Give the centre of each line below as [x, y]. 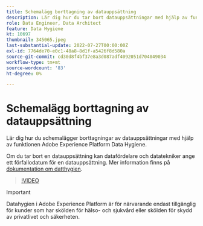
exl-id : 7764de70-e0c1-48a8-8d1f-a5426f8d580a [66, 51]
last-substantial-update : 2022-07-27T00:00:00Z [67, 46]
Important [18, 192]
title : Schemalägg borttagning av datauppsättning [71, 12]
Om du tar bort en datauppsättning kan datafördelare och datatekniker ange [101, 156]
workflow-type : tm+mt [34, 62]
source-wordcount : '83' [36, 68]
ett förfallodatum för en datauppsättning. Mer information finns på [88, 163]
